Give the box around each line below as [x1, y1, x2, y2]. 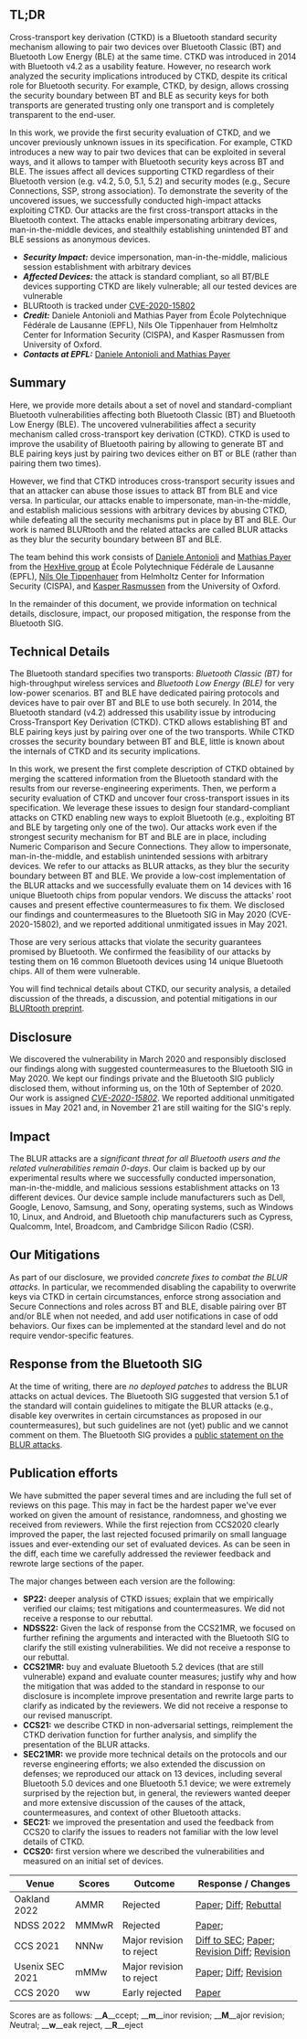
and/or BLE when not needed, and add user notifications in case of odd [9, 1311, 279, 1322]
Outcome [133, 1877, 175, 1890]
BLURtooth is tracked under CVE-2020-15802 [22, 300, 196, 311]
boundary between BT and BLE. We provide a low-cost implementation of [9, 870, 286, 881]
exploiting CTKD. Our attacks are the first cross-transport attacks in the [9, 205, 279, 216]
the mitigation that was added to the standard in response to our [22, 1681, 265, 1692]
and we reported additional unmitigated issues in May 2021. [63, 919, 288, 930]
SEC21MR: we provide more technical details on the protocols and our [22, 1748, 288, 1759]
